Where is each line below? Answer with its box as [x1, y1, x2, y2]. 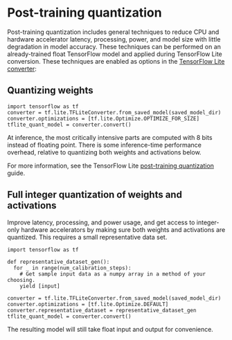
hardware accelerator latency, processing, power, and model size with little [7, 35, 221, 43]
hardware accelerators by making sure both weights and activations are [20, 225, 226, 233]
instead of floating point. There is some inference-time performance [7, 141, 202, 149]
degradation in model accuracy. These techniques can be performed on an [7, 42, 222, 51]
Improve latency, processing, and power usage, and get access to [7, 218, 195, 226]
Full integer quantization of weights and [7, 189, 182, 201]
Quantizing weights [7, 84, 93, 96]
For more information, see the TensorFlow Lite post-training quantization [7, 161, 215, 170]
